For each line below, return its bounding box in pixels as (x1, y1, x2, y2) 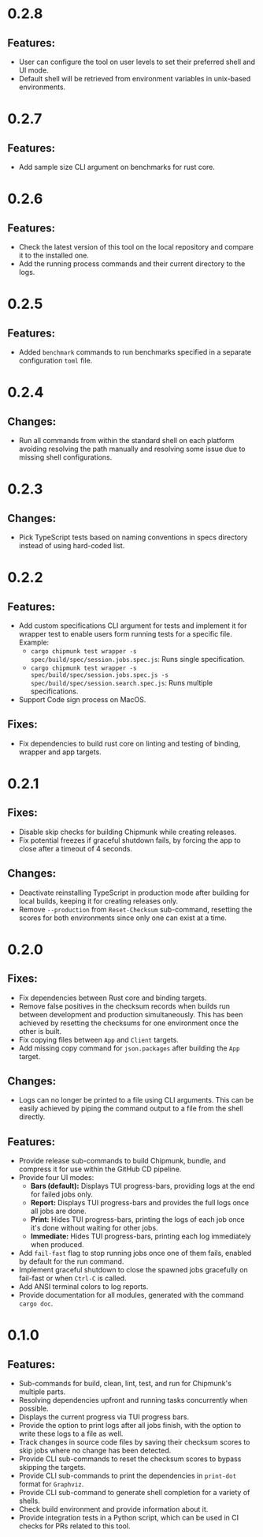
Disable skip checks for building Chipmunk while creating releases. (18, 827, 237, 836)
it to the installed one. (18, 250, 90, 260)
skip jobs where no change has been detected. (18, 1446, 172, 1456)
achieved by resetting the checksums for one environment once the (18, 1018, 239, 1028)
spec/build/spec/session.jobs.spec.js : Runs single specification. (30, 655, 246, 663)
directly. (18, 1112, 46, 1122)
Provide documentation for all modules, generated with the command (18, 1291, 244, 1300)
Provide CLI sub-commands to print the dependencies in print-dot (18, 1471, 237, 1481)
